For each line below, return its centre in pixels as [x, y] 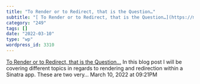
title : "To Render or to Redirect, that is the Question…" [81, 12]
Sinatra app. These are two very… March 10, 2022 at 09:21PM [82, 74]
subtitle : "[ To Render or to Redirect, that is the [73, 17]
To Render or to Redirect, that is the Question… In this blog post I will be [94, 62]
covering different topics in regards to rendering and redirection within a [95, 68]
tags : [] [17, 28]
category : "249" [26, 23]
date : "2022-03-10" [30, 34]
